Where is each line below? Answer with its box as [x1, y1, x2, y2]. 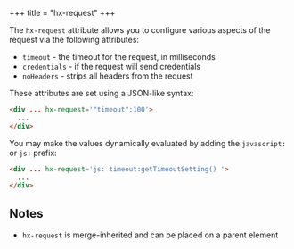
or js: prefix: [9, 147, 58, 158]
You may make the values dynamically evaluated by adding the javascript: [9, 137, 287, 148]
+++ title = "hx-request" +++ [9, 8, 116, 18]
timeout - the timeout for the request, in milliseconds [21, 52, 216, 62]
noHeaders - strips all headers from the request [21, 71, 193, 81]
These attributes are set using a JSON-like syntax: [9, 88, 194, 98]
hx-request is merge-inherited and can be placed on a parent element [21, 229, 279, 240]
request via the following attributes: [9, 35, 140, 45]
